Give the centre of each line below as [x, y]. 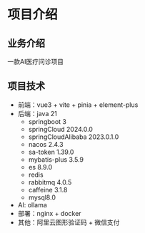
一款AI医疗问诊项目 [36, 62]
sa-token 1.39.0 [51, 152]
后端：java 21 [37, 113]
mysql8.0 [42, 197]
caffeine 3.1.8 [48, 190]
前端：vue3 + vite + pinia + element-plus [78, 105]
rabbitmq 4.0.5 [50, 182]
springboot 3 [47, 121]
